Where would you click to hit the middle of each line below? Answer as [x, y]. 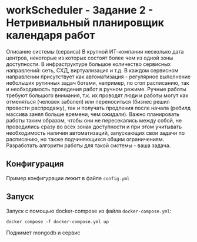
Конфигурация [35, 164]
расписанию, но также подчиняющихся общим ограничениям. [85, 139]
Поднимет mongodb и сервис [43, 233]
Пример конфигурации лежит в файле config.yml [68, 178]
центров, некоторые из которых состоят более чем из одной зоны [90, 58]
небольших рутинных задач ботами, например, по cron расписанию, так [98, 82]
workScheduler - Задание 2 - [80, 10]
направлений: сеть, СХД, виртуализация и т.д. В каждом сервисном [92, 70]
